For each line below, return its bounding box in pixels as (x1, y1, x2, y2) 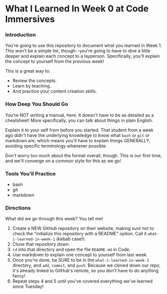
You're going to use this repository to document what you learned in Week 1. (5, 43, 162, 49)
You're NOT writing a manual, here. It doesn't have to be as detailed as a (5, 112, 154, 118)
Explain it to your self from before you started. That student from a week (5, 127, 154, 133)
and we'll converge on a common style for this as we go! (5, 158, 121, 164)
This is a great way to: (5, 68, 51, 74)
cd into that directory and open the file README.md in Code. (12, 247, 131, 253)
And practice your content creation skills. (12, 88, 97, 95)
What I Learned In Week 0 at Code (5, 3, 149, 14)
